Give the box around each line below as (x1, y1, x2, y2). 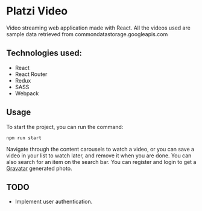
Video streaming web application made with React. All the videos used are (6, 24, 191, 31)
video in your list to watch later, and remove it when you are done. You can (6, 152, 192, 159)
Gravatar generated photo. (6, 165, 72, 172)
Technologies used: (6, 48, 83, 58)
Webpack (14, 89, 39, 97)
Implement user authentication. (14, 198, 93, 206)
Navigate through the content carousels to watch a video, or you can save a (6, 145, 195, 153)
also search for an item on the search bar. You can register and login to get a (6, 158, 197, 165)
